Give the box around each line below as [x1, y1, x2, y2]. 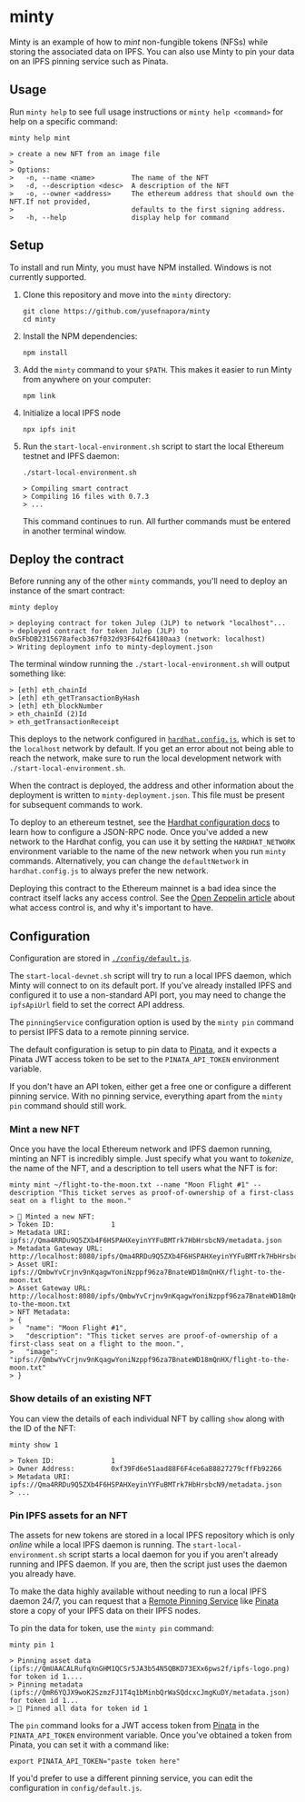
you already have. [9, 1568, 76, 1579]
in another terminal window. [22, 525, 127, 536]
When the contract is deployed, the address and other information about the [9, 780, 294, 791]
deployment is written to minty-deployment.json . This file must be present [9, 790, 285, 801]
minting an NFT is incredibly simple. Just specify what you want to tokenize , [9, 1153, 294, 1164]
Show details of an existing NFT [9, 1392, 152, 1405]
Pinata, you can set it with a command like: [9, 1739, 170, 1750]
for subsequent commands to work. [9, 800, 143, 811]
